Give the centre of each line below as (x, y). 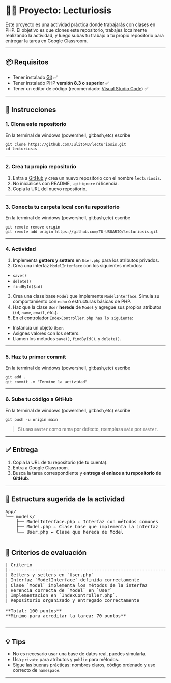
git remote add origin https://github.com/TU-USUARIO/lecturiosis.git (82, 232)
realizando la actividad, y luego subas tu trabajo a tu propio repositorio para (85, 35)
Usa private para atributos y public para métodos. (66, 660)
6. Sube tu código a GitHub (39, 399)
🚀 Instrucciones (31, 110)
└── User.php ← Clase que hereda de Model (70, 532)
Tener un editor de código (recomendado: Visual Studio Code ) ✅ (80, 88)
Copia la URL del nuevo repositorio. (50, 189)
